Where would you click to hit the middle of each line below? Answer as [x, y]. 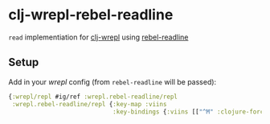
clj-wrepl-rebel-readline [91, 15]
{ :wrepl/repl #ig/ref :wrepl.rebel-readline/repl [93, 97]
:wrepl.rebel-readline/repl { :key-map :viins [89, 104]
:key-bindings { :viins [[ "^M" [163, 112]
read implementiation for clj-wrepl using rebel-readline [98, 37]
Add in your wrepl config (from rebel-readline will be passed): [112, 81]
